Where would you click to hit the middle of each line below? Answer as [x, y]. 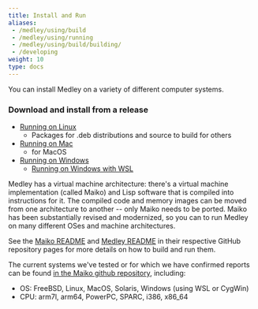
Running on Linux [48, 127]
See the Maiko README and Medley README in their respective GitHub [125, 241]
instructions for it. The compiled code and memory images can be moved [127, 201]
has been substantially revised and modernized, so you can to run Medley [128, 218]
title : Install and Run [47, 15]
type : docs [26, 67]
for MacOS [49, 152]
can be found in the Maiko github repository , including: [97, 274]
